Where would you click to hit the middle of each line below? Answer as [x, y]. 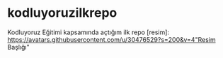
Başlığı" [18, 47]
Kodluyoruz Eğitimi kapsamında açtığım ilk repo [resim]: [88, 32]
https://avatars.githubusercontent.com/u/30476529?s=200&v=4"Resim [111, 39]
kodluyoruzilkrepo [62, 13]
